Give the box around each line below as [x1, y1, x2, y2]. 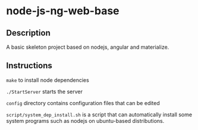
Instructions [6, 61, 52, 71]
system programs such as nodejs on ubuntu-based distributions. [6, 117, 165, 124]
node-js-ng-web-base [6, 4, 120, 18]
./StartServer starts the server [6, 88, 83, 95]
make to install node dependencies [6, 76, 89, 84]
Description [6, 28, 51, 38]
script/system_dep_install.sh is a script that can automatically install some [6, 111, 192, 118]
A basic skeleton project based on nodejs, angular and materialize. [6, 43, 169, 50]
